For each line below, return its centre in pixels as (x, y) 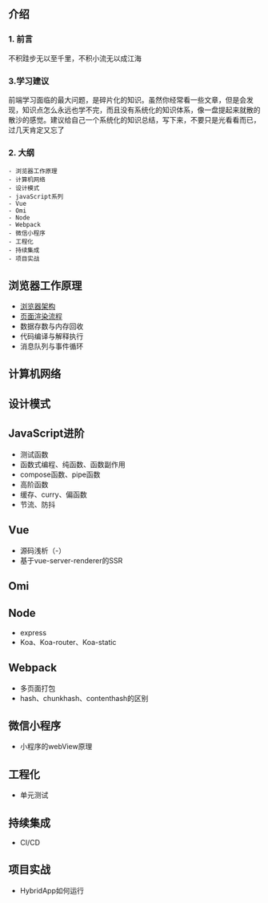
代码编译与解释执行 (52, 337)
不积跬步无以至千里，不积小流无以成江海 (75, 58)
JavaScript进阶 (47, 434)
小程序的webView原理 (56, 747)
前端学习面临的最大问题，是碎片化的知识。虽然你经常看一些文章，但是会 (127, 99)
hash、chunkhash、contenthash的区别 (84, 698)
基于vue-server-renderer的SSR (71, 560)
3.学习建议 (29, 81)
